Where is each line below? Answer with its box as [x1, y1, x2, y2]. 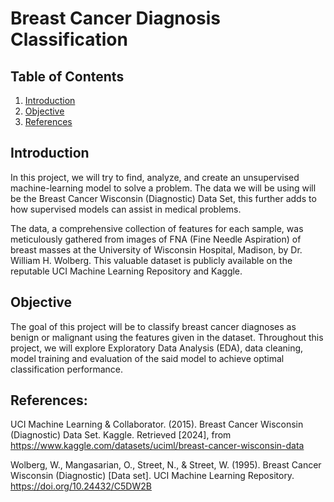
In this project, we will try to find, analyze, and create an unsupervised [10, 171, 300, 183]
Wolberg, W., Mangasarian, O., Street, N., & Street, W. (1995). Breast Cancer [10, 459, 322, 471]
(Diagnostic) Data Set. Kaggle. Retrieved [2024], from [10, 429, 232, 441]
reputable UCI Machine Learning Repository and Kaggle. [10, 265, 243, 277]
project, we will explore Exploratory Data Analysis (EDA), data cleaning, [10, 342, 304, 354]
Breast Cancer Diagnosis [10, 7, 221, 30]
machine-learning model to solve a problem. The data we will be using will [10, 182, 317, 194]
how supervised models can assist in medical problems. [10, 203, 242, 215]
